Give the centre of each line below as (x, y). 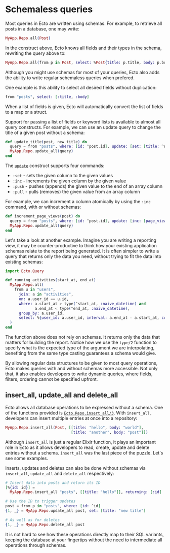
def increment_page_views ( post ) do (43, 216)
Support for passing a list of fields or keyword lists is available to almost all (83, 122)
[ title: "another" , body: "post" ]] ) (109, 432)
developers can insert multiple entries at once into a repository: (71, 418)
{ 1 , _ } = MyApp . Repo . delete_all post (45, 525)
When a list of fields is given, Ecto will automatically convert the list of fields (84, 106)
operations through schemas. (36, 545)
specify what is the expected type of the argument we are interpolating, (80, 348)
